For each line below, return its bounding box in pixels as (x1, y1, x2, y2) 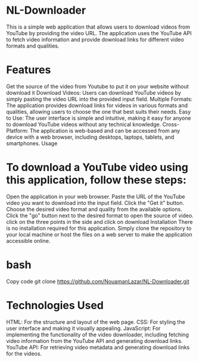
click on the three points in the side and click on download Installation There (6, 218, 193, 225)
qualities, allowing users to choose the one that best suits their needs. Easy (6, 108, 191, 115)
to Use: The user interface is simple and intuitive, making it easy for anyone (6, 114, 191, 121)
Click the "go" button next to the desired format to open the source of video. (6, 212, 194, 219)
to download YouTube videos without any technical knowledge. (6, 120, 161, 128)
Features (6, 63, 51, 77)
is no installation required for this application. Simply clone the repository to (6, 224, 192, 232)
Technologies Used (6, 298, 104, 312)
